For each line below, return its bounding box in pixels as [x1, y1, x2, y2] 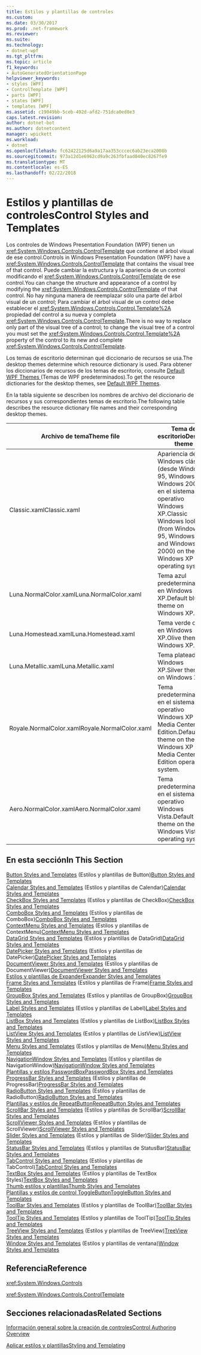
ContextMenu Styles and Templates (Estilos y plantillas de [6, 922, 149, 929]
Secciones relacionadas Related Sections [6, 1308, 162, 1318]
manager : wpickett [6, 131, 52, 138]
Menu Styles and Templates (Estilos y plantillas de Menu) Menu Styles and [6, 1042, 188, 1050]
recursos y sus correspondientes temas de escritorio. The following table [6, 397, 185, 404]
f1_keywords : [6, 64, 39, 71]
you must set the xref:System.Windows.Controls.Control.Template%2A [6, 330, 181, 337]
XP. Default [157, 593, 188, 602]
